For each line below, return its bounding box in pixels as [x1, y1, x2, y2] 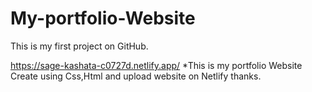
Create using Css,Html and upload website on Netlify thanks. [10, 70, 262, 82]
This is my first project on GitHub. [10, 40, 149, 52]
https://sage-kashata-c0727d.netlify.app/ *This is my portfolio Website [10, 59, 303, 71]
